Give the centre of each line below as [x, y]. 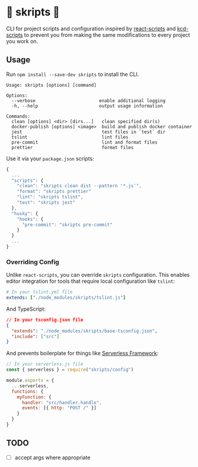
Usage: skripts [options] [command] [51, 85]
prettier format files [73, 147]
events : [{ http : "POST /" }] [59, 408]
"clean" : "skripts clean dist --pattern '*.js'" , [79, 186]
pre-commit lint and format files [85, 142]
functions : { [28, 392]
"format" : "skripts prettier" [54, 192]
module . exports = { [30, 381]
